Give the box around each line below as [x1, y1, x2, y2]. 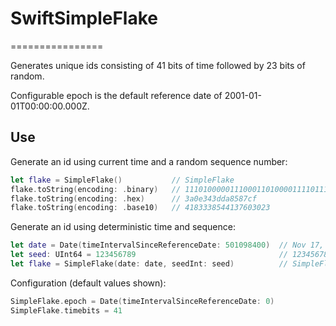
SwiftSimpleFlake [10, 7, 158, 30]
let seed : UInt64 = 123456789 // [10, 250, 288, 260]
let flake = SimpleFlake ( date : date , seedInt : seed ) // [10, 259, 288, 269]
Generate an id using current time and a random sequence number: [10, 155, 288, 167]
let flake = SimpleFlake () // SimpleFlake [10, 175, 235, 185]
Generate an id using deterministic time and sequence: [10, 221, 236, 233]
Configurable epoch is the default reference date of [10, 89, 223, 101]
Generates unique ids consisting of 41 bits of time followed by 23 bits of [10, 59, 306, 71]
